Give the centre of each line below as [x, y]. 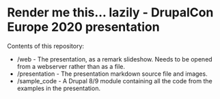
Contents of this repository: [45, 46]
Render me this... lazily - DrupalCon [110, 13]
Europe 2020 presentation [83, 27]
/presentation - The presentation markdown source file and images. [112, 74]
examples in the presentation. [59, 88]
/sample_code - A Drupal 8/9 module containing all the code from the [115, 81]
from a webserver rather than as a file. [71, 66]
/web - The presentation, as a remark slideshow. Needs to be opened [115, 59]
